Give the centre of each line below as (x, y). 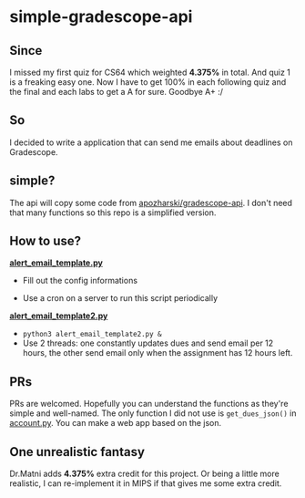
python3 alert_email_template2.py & (92, 335)
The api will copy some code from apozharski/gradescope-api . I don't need (151, 202)
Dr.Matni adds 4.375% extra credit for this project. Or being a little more (144, 474)
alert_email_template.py (56, 263)
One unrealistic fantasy (77, 452)
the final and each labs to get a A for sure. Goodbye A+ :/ (117, 92)
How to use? (46, 241)
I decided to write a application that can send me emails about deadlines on (151, 142)
